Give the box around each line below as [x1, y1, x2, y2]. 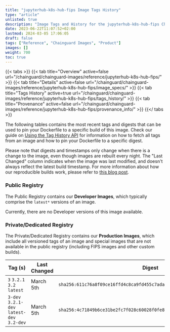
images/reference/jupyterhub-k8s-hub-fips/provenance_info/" [5, 106, 136, 112]
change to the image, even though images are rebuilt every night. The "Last [5, 153, 163, 159]
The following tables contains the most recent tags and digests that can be [5, 121, 161, 127]
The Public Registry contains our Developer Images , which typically [5, 193, 148, 200]
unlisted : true [5, 17, 37, 22]
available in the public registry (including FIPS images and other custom [5, 243, 155, 249]
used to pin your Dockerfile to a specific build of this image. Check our [5, 127, 153, 133]
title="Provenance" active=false [5, 101, 72, 107]
